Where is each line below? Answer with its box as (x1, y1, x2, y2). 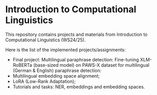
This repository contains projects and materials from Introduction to (5, 31, 148, 37)
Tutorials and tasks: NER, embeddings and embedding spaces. (12, 83, 145, 90)
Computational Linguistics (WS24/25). (5, 37, 86, 43)
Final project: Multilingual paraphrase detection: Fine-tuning (12, 56, 139, 62)
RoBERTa (12, 62, 32, 68)
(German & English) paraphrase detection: (12, 67, 102, 74)
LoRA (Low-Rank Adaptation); (12, 78, 76, 84)
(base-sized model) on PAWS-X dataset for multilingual (33, 62, 150, 68)
